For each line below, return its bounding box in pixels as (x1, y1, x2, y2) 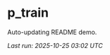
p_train (7, 5, 49, 21)
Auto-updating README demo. (7, 28, 97, 36)
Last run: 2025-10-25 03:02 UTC (7, 41, 104, 49)
